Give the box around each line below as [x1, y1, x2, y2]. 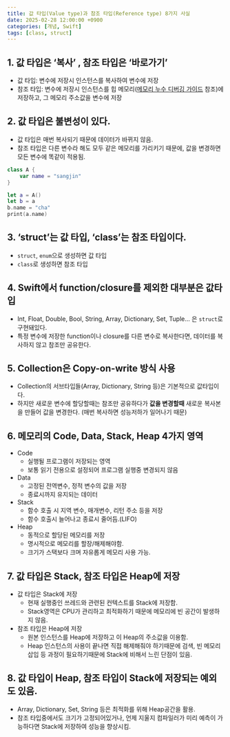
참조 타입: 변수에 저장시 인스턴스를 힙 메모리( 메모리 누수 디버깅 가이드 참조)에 [17, 85, 224, 93]
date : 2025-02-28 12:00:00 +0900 [7, 17, 103, 23]
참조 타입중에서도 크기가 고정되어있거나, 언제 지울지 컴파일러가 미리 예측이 [17, 714, 216, 722]
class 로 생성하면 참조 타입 [17, 259, 88, 268]
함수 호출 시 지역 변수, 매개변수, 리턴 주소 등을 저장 [27, 507, 163, 515]
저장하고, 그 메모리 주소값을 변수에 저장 [17, 94, 123, 102]
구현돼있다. [17, 323, 48, 331]
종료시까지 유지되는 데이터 [27, 491, 98, 499]
